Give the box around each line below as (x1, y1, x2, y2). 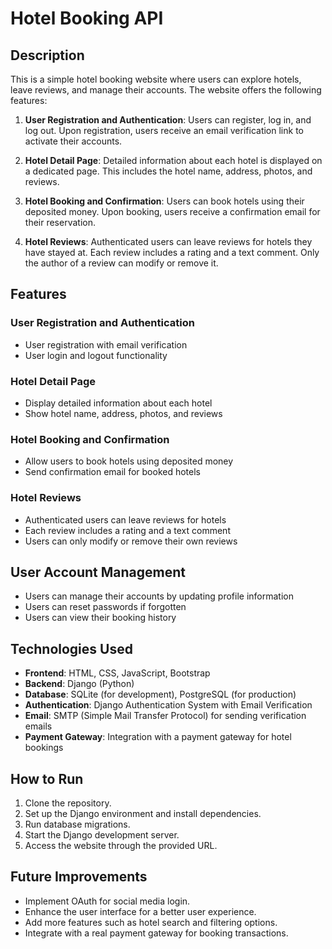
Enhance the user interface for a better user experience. (24, 905, 257, 917)
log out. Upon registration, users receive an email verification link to (24, 125, 304, 136)
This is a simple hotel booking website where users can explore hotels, (10, 73, 302, 85)
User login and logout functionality (24, 349, 168, 361)
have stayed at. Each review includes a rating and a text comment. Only (24, 247, 320, 258)
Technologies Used (10, 640, 133, 657)
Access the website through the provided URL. (24, 840, 218, 852)
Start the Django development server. (24, 829, 180, 841)
